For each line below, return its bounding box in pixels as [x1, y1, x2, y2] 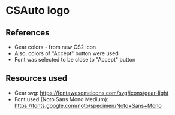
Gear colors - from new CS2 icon [14, 43, 96, 50]
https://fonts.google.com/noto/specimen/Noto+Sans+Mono [14, 102, 162, 109]
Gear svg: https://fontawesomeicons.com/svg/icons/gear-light [14, 89, 169, 96]
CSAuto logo [5, 4, 70, 17]
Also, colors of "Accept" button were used [14, 50, 119, 57]
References [5, 28, 50, 38]
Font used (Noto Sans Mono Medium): [14, 95, 109, 102]
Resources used [5, 73, 67, 84]
